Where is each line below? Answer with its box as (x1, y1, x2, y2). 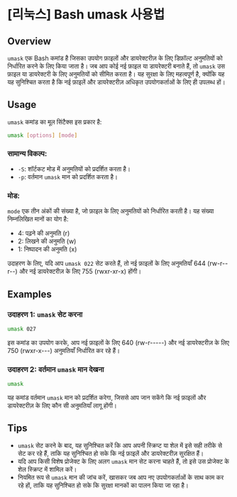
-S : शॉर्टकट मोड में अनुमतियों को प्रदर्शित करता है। (17, 164, 131, 173)
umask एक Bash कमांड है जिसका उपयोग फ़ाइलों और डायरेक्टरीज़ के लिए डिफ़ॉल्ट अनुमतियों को (7, 54, 223, 62)
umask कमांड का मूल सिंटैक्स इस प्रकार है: (7, 118, 102, 126)
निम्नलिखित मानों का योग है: (7, 215, 69, 223)
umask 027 (7, 325, 37, 333)
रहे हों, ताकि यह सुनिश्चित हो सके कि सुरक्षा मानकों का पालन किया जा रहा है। (17, 481, 189, 489)
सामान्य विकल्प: (7, 148, 48, 158)
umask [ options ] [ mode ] (7, 132, 78, 139)
